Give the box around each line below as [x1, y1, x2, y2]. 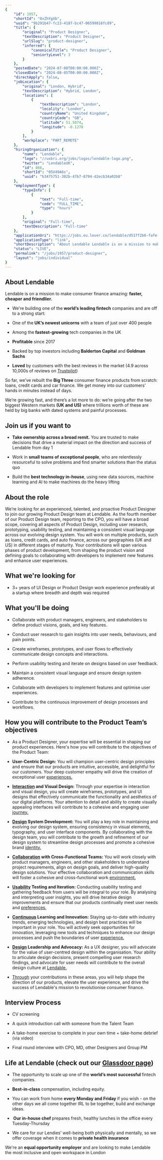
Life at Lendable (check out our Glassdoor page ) [5, 1058, 154, 1067]
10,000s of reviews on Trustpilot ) [12, 368, 78, 374]
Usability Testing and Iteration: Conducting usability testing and [12, 884, 142, 889]
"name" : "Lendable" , [22, 152, 64, 156]
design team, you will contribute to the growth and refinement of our [12, 834, 149, 840]
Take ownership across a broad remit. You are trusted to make [12, 434, 139, 440]
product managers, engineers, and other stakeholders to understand [12, 859, 149, 865]
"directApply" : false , [14, 75, 60, 80]
